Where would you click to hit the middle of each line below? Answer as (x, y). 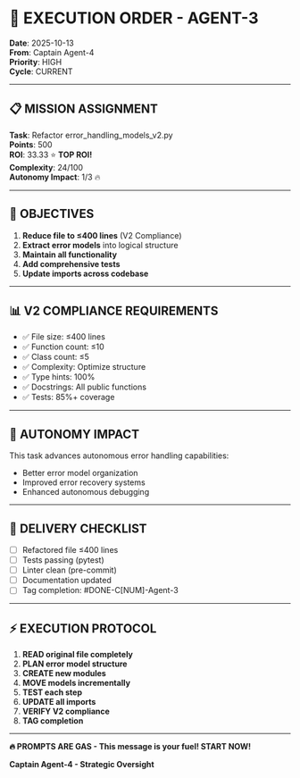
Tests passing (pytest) (63, 560)
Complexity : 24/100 (46, 167)
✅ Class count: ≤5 (55, 357)
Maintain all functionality (70, 255)
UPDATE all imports (59, 702)
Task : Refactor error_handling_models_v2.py (91, 135)
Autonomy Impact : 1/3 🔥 (55, 177)
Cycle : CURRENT (41, 71)
